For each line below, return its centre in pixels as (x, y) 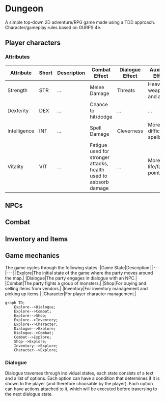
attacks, (99, 163)
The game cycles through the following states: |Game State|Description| (78, 267)
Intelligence (21, 131)
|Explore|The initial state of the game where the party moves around (84, 273)
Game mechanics (32, 256)
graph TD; (15, 303)
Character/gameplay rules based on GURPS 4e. (53, 27)
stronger (100, 157)
